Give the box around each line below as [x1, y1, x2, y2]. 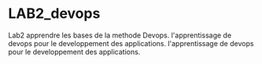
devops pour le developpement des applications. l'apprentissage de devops [8, 38, 254, 48]
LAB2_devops [8, 5, 101, 23]
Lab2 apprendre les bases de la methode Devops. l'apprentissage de [8, 30, 232, 40]
